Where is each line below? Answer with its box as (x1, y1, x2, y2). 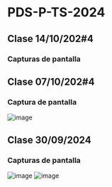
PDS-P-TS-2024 (7, 4, 106, 21)
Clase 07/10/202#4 (7, 75, 95, 87)
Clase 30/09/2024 (7, 134, 91, 146)
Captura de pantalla (7, 97, 77, 107)
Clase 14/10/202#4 (7, 33, 94, 45)
